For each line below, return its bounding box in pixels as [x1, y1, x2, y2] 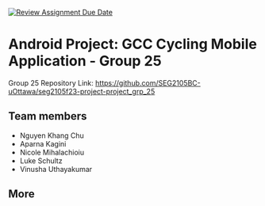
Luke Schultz [19, 155, 63, 166]
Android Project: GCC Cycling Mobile [8, 36, 258, 53]
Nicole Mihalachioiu [19, 147, 85, 157]
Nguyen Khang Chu [19, 131, 85, 140]
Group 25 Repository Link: [8, 78, 94, 87]
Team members [8, 109, 87, 123]
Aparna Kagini [19, 139, 67, 148]
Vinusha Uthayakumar [19, 164, 93, 174]
